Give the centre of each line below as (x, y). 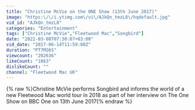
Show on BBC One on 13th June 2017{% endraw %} (69, 102)
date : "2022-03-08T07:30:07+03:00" (50, 39)
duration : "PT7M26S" (32, 50)
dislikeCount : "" (27, 67)
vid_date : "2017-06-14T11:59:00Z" (49, 45)
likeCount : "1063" (29, 61)
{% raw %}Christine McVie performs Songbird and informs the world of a (95, 89)
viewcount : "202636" (32, 56)
